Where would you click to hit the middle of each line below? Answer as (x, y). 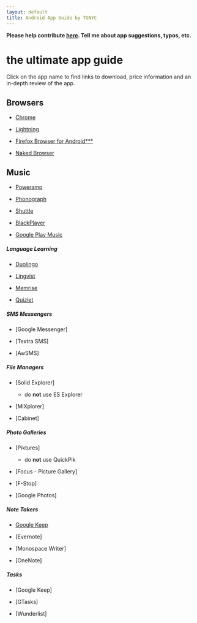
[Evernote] (28, 537)
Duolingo (27, 264)
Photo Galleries (27, 432)
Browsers (25, 103)
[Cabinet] (27, 418)
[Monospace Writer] (40, 548)
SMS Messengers (29, 314)
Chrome (25, 118)
